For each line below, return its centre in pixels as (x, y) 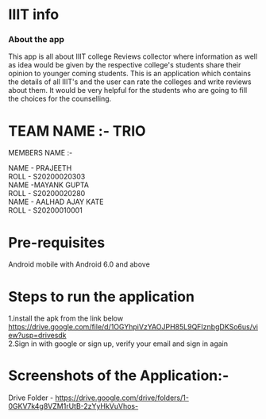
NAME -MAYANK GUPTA (49, 185)
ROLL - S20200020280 (47, 194)
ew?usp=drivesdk (37, 336)
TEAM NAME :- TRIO (77, 131)
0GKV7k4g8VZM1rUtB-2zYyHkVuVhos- (73, 406)
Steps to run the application (101, 296)
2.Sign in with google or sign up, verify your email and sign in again (118, 344)
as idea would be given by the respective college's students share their (125, 65)
